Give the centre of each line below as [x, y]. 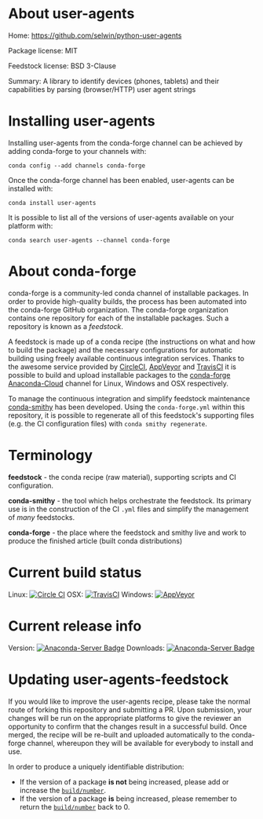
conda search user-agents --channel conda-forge [89, 240]
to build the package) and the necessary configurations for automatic [121, 349]
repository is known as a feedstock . [66, 326]
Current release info [75, 626]
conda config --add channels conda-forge [77, 166]
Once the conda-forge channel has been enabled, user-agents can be [121, 180]
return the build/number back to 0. [75, 806]
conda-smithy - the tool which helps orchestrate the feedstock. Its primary [130, 500]
